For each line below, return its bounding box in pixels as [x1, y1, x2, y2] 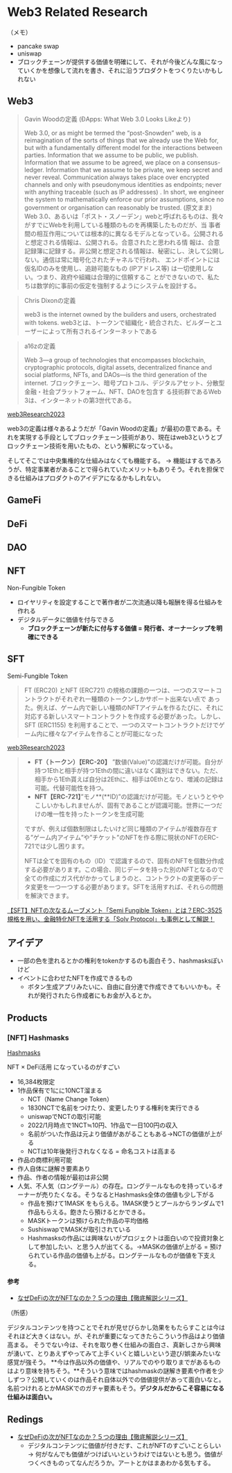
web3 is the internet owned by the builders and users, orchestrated [24, 310, 217, 318]
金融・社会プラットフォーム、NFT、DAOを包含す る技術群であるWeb [24, 387, 222, 396]
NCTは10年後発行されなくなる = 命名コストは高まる [27, 1147, 177, 1156]
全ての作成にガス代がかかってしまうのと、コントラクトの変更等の [24, 874, 213, 882]
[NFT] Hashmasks [7, 1033, 69, 1042]
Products [7, 1012, 48, 1024]
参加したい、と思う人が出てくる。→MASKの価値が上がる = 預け [39, 1242, 222, 1251]
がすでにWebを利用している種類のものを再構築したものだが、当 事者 [24, 220, 221, 229]
